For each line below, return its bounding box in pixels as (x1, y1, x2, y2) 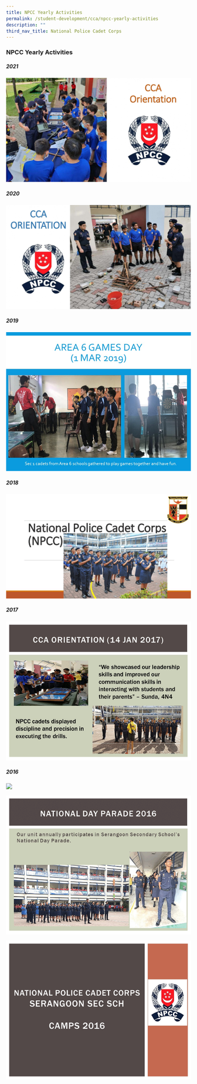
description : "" (6, 22, 46, 28)
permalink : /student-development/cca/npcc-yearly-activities (6, 15, 159, 22)
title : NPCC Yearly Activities (6, 9, 83, 15)
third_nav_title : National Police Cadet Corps (6, 28, 122, 34)
